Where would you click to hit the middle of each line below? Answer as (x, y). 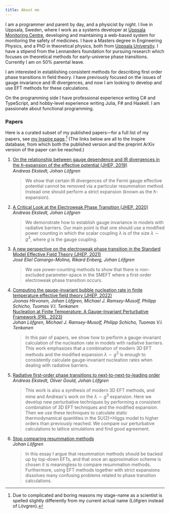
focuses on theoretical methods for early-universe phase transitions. (77, 57)
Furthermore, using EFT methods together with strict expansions (93, 470)
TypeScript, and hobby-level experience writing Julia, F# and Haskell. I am (83, 103)
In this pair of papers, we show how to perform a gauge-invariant (93, 337)
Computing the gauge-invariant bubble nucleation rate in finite (78, 290)
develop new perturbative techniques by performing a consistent (93, 402)
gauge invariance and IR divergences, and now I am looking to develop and (83, 82)
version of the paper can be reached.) (45, 149)
